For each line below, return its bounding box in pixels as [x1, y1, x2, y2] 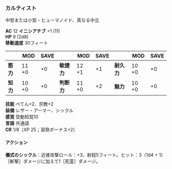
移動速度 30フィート [5, 40, 49, 46]
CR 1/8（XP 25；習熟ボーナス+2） [5, 126, 78, 133]
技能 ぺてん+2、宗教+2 [5, 101, 54, 107]
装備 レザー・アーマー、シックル [5, 108, 74, 114]
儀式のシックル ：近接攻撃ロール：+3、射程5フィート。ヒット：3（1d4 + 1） [5, 152, 165, 158]
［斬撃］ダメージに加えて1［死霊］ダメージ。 [5, 158, 101, 164]
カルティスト [5, 4, 37, 11]
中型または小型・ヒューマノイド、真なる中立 [5, 17, 100, 24]
